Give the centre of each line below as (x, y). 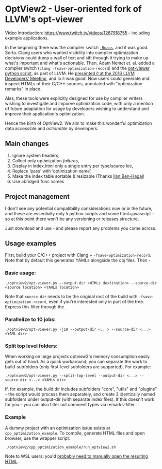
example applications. (27, 38)
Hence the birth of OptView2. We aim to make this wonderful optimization (79, 123)
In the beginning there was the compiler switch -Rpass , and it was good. (77, 47)
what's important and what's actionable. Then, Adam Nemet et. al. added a (80, 63)
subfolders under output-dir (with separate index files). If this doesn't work (80, 399)
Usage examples (31, 243)
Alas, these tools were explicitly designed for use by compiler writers (74, 98)
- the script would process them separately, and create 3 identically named (80, 394)
